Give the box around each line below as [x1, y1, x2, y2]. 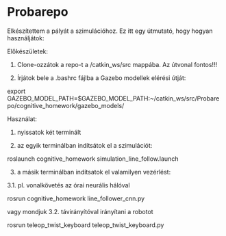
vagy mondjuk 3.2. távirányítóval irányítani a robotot [7, 207, 153, 215]
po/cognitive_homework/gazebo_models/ [7, 101, 125, 109]
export [7, 87, 26, 95]
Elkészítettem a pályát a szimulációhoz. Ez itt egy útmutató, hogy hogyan [7, 27, 214, 35]
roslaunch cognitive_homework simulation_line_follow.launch [7, 155, 179, 163]
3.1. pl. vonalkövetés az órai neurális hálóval [7, 181, 130, 189]
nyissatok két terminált [16, 128, 81, 136]
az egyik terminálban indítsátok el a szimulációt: [16, 141, 153, 149]
